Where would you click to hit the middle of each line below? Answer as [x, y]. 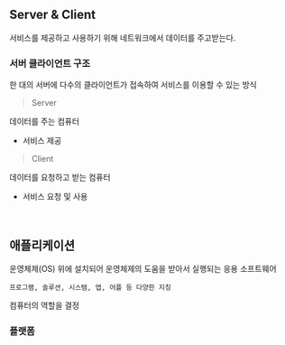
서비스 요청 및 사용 [55, 197]
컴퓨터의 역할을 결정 [44, 305]
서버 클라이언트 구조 [50, 63]
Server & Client [53, 15]
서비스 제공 [42, 141]
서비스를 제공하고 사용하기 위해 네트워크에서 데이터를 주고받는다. [123, 37]
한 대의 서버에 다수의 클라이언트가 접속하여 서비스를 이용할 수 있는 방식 [133, 85]
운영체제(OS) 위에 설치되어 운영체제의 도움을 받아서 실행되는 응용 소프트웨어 [143, 268]
